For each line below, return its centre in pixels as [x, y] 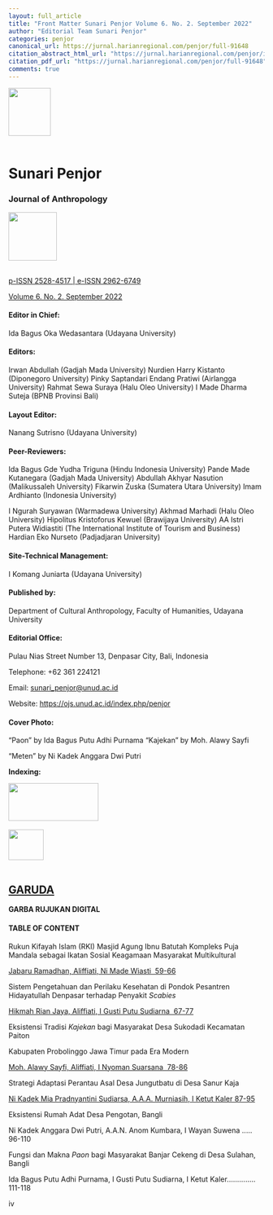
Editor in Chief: [34, 315]
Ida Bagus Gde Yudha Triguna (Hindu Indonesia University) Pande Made [129, 469]
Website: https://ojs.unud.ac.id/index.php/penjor [89, 703]
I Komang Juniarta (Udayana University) [75, 574]
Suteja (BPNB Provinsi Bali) [54, 395]
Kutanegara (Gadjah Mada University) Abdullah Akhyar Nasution [116, 478]
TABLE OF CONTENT [44, 928]
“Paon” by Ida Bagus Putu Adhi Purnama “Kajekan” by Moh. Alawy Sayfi [129, 740]
